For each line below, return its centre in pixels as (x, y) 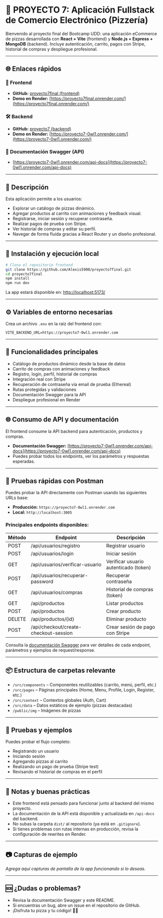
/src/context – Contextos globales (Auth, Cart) (59, 700)
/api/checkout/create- (56, 627)
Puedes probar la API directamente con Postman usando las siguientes (76, 493)
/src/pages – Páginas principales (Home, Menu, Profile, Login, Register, (83, 690)
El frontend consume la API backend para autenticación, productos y (74, 431)
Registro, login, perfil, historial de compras (55, 374)
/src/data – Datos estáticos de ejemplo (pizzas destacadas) (72, 705)
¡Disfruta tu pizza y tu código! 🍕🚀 (45, 910)
